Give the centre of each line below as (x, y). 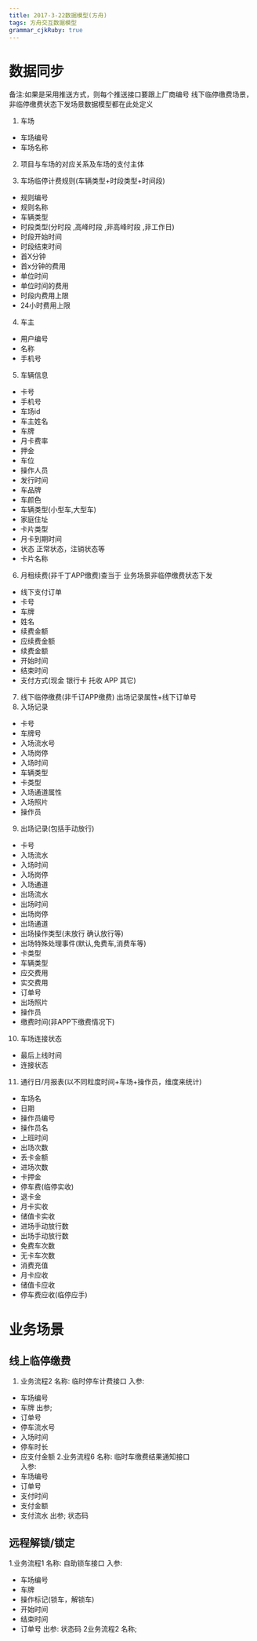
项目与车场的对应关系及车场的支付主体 (82, 164)
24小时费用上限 (45, 305)
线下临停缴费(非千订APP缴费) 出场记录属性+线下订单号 (108, 697)
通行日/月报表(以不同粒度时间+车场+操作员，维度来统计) (111, 1082)
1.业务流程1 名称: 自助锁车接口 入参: (66, 1563)
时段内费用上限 (44, 296)
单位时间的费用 (44, 286)
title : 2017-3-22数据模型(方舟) (58, 15)
